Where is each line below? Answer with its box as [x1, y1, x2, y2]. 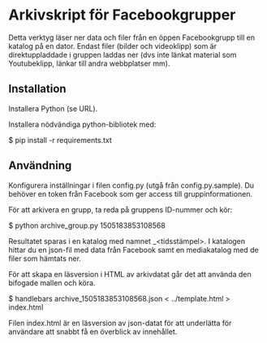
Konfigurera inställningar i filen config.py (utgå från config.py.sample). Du [8, 180, 254, 190]
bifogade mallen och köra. [8, 278, 96, 288]
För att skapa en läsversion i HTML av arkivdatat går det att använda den [8, 269, 252, 279]
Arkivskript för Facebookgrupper [8, 6, 236, 24]
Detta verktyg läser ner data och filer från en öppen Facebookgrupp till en [8, 33, 256, 42]
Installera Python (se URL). [8, 103, 98, 113]
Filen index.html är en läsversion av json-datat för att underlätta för [8, 318, 232, 328]
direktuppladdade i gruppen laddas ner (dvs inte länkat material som [8, 50, 237, 59]
